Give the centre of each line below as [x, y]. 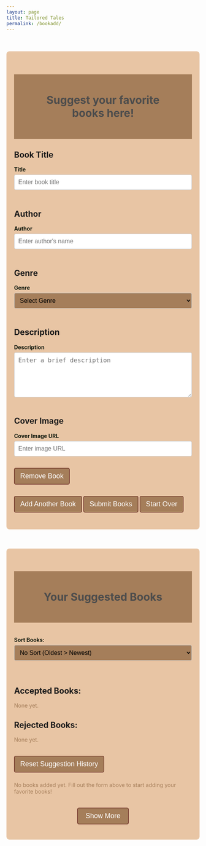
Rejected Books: [46, 725]
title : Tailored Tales [35, 18]
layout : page [23, 12]
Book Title [34, 155]
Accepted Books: [48, 691]
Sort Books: [29, 640]
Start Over [162, 504]
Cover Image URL [37, 436]
